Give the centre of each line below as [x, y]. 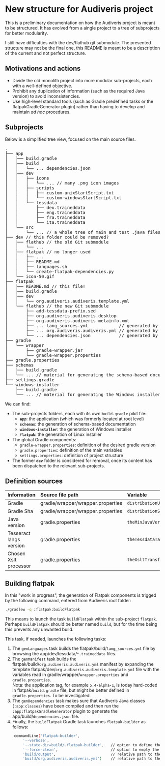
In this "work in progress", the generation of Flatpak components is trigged [81, 595]
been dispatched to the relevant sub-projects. [58, 465]
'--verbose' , [36, 740]
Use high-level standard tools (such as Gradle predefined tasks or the [83, 101]
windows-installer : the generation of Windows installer [75, 429]
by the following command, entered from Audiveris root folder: [68, 601]
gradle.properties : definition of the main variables [71, 450]
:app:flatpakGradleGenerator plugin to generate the [65, 711]
